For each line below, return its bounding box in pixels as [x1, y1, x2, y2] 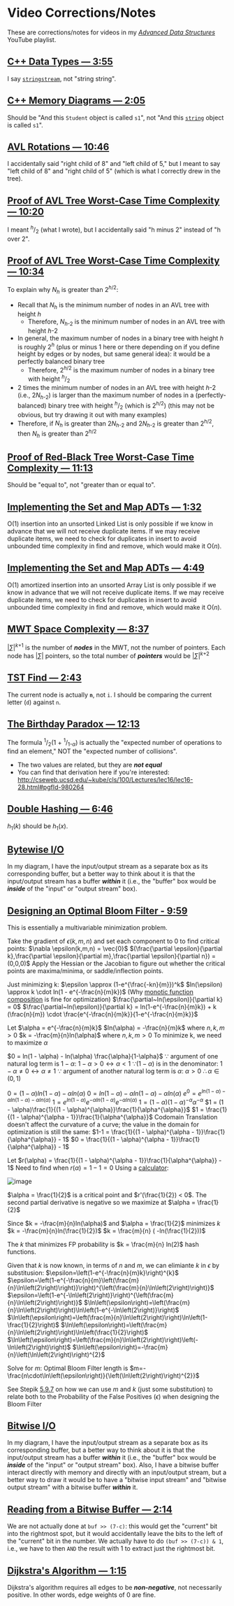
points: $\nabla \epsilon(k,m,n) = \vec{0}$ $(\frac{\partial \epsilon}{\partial [7, 944, 223, 953]
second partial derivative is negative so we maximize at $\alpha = [7, 1198, 196, 1206]
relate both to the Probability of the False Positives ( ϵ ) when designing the [7, 1392, 220, 1401]
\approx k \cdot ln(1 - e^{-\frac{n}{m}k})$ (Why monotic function [7, 988, 193, 996]
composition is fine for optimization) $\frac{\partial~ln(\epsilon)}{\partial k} [7, 996, 224, 1004]
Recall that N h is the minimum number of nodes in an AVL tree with [17, 300, 210, 311]
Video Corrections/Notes [7, 5, 156, 21]
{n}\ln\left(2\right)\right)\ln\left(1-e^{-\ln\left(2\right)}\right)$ [7, 1306, 180, 1314]
